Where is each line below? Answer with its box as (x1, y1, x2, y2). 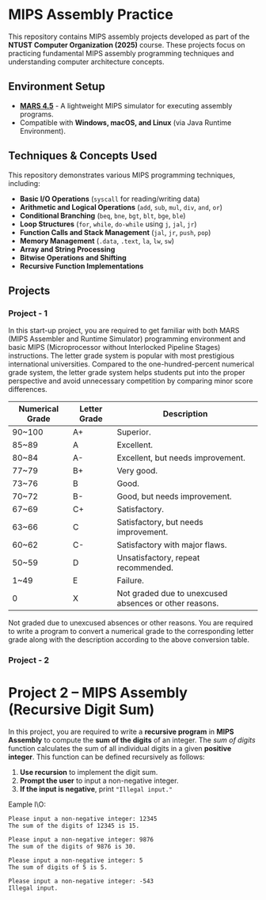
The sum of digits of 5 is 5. (8, 864, 108, 872)
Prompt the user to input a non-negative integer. (19, 776, 179, 785)
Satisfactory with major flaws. (116, 540, 227, 551)
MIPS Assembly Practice (8, 6, 174, 24)
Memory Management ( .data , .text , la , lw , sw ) (19, 236, 175, 245)
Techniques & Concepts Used (8, 149, 158, 163)
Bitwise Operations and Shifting (19, 253, 127, 262)
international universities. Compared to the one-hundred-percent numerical (8, 359, 255, 369)
